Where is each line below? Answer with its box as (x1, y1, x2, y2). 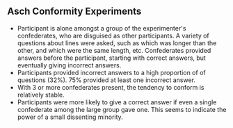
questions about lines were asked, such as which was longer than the (17, 38, 217, 47)
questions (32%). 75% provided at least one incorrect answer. (17, 76, 196, 84)
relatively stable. (17, 90, 65, 99)
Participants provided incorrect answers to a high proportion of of (17, 68, 207, 77)
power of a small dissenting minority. (17, 113, 123, 121)
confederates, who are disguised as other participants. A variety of (17, 31, 210, 40)
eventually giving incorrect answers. (17, 61, 122, 69)
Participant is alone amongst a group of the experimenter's (17, 24, 186, 32)
